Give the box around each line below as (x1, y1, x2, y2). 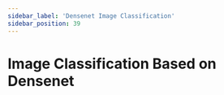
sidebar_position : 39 (7, 19, 81, 28)
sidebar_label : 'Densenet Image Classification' (7, 11, 175, 20)
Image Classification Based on (7, 54, 217, 73)
